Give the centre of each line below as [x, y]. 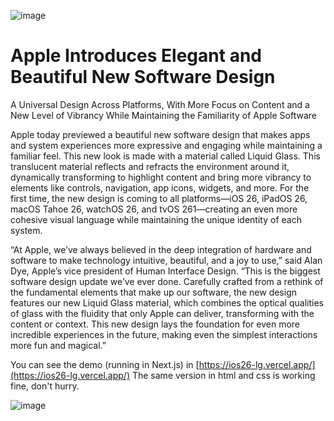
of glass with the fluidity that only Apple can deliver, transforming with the [162, 313]
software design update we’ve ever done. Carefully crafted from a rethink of [167, 281]
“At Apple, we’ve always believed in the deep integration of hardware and [161, 249]
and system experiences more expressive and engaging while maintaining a [166, 145]
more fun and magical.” [58, 345]
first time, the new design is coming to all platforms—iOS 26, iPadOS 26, [159, 198]
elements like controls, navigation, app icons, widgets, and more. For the [160, 187]
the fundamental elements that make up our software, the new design [154, 292]
